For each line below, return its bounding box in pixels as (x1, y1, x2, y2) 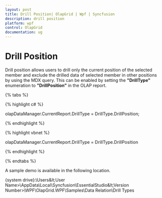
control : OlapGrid (5, 25, 43, 30)
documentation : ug (5, 30, 43, 35)
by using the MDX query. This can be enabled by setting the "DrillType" (5, 77, 151, 83)
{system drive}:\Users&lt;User (5, 177, 65, 183)
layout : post (5, 7, 32, 12)
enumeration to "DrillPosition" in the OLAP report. (5, 82, 107, 88)
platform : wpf (5, 20, 34, 26)
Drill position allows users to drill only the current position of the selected (5, 67, 153, 73)
